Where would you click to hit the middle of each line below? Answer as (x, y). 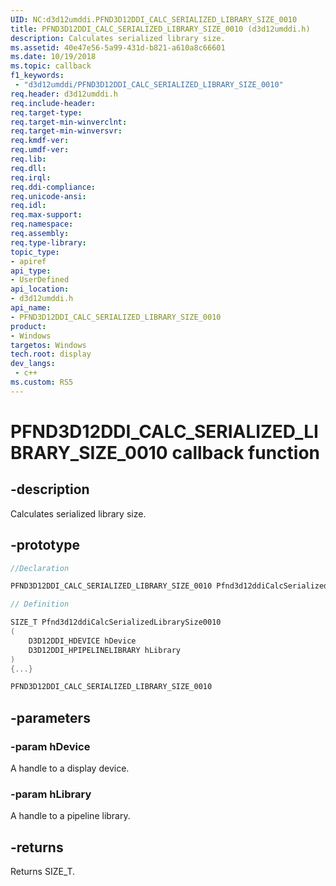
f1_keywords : (37, 76)
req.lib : (28, 159)
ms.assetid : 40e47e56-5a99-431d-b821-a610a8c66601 (118, 47)
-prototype (45, 545)
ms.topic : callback (51, 66)
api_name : (31, 308)
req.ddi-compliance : (53, 187)
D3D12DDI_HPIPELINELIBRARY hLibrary (105, 650)
